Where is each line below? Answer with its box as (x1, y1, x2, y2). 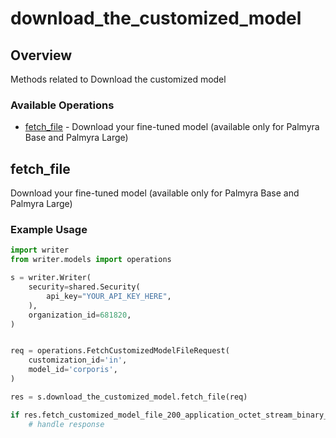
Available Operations (10, 98, 115, 112)
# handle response (28, 419, 105, 429)
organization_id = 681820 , (28, 310, 132, 320)
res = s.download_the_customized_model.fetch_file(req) (10, 392, 248, 402)
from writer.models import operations (10, 255, 172, 265)
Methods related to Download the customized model (10, 73, 227, 85)
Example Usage (10, 223, 88, 237)
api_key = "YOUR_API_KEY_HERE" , (46, 291, 172, 301)
